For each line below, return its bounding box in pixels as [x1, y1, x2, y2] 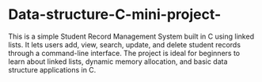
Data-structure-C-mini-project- [8, 6, 222, 24]
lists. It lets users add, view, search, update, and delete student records [8, 39, 241, 49]
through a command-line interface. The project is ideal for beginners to [8, 48, 240, 58]
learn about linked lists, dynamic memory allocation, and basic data [8, 57, 228, 66]
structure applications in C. [8, 65, 97, 74]
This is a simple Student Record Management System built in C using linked [8, 32, 255, 41]
